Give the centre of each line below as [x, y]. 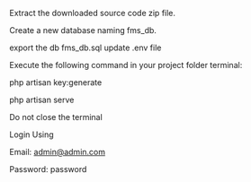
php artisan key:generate [56, 82]
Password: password [48, 169]
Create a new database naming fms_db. [83, 30]
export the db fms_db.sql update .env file [85, 48]
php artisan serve [42, 100]
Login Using [31, 134]
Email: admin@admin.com [58, 152]
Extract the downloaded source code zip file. [93, 13]
